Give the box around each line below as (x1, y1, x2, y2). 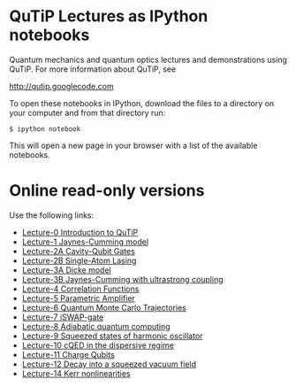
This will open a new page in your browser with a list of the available (9, 140, 258, 151)
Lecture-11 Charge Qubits (21, 349, 115, 360)
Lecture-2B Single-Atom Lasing (21, 255, 137, 266)
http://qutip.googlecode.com (9, 81, 114, 91)
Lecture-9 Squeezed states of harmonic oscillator (21, 330, 203, 341)
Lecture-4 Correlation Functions (21, 283, 140, 294)
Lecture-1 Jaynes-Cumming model (21, 236, 148, 247)
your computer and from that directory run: (9, 107, 166, 118)
